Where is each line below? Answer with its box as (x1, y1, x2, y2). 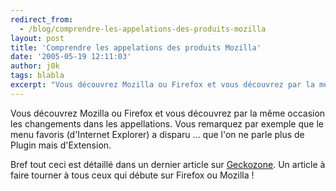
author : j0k (10, 61, 60, 71)
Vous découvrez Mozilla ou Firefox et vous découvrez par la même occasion (10, 107, 326, 119)
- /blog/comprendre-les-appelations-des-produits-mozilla (19, 24, 267, 34)
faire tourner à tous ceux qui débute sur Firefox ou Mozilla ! (10, 169, 255, 181)
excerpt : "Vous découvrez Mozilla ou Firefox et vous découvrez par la (10, 80, 315, 90)
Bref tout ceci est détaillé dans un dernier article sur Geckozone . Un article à (10, 158, 326, 170)
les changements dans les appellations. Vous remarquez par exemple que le (10, 117, 324, 130)
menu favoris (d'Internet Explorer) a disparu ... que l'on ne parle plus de (10, 128, 305, 140)
